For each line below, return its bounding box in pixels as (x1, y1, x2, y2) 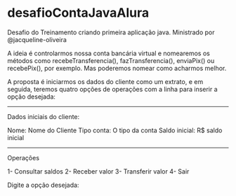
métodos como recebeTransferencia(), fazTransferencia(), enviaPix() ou (7, 56, 215, 64)
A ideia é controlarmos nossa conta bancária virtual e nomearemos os (7, 49, 211, 57)
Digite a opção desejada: (7, 181, 79, 189)
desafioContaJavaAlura (7, 5, 150, 21)
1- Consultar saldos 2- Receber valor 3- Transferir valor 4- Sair (7, 167, 190, 176)
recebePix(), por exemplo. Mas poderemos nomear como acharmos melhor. (7, 64, 227, 72)
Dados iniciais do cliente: (7, 112, 80, 120)
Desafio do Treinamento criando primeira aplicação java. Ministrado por (7, 28, 216, 36)
